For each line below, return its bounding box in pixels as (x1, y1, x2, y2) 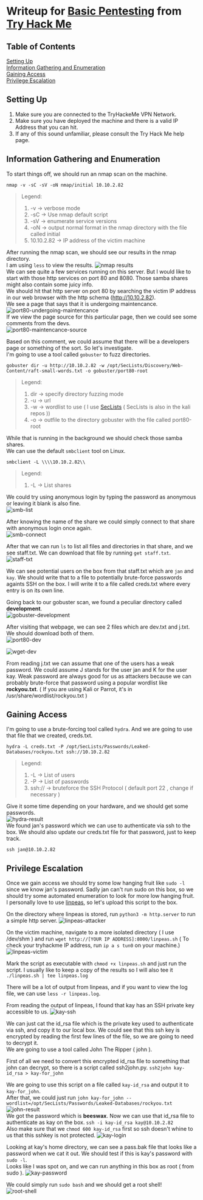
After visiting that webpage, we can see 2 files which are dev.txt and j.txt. (6, 623, 190, 630)
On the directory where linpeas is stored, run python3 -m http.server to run (6, 911, 196, 918)
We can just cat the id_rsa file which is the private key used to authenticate (6, 1020, 194, 1027)
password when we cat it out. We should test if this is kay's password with (6, 1150, 193, 1157)
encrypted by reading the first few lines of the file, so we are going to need (6, 1033, 194, 1040)
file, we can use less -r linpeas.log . (6, 990, 101, 998)
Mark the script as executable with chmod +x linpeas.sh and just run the (6, 960, 187, 967)
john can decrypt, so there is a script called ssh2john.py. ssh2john (6, 1064, 171, 1071)
